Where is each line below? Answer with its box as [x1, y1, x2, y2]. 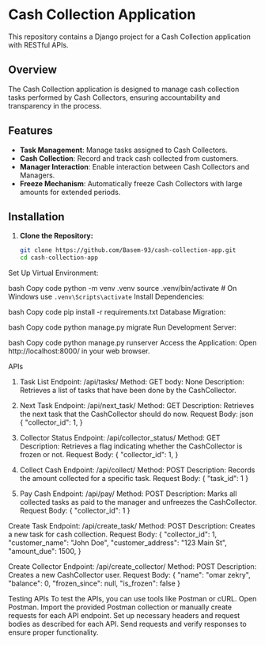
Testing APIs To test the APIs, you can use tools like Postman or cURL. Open [8, 594, 257, 604]
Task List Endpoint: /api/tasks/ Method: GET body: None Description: [19, 377, 245, 387]
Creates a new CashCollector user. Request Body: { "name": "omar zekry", [8, 571, 251, 580]
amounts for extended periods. [19, 187, 121, 197]
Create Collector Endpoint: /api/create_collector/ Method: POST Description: [8, 562, 257, 571]
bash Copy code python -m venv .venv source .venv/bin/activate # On [8, 284, 237, 293]
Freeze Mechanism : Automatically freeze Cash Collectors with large [19, 178, 243, 188]
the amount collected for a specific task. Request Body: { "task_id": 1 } [19, 474, 249, 483]
